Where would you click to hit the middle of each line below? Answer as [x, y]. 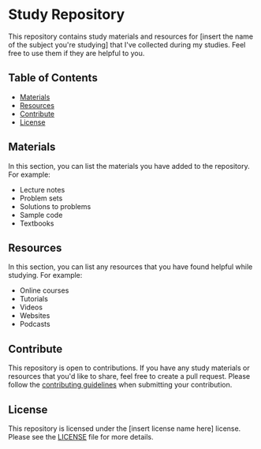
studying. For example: [45, 275]
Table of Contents [53, 78]
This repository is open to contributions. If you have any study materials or [129, 368]
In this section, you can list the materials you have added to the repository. [129, 166]
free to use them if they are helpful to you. [76, 53]
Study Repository [67, 15]
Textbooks [37, 223]
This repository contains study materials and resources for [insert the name [131, 36]
